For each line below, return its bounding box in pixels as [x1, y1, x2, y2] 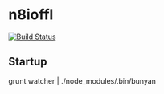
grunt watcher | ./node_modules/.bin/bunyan [8, 76, 157, 85]
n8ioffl [8, 6, 54, 24]
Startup [8, 55, 47, 69]
